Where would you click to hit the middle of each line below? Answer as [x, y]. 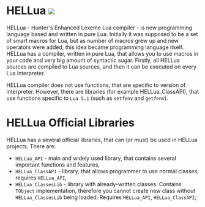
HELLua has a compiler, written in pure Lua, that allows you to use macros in [102, 53]
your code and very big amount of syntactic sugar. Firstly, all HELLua [93, 60]
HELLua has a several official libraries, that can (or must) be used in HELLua [102, 140]
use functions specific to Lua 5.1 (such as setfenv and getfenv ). [87, 98]
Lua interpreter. [26, 73]
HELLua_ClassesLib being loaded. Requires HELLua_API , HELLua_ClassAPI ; [106, 197]
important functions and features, [57, 164]
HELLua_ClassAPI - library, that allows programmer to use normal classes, [107, 171]
